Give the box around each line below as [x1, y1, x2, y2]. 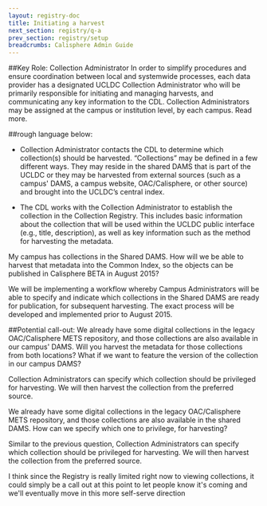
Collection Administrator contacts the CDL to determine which [19, 145, 224, 155]
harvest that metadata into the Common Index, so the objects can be [8, 261, 234, 270]
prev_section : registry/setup [8, 33, 109, 42]
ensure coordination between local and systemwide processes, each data [8, 72, 251, 81]
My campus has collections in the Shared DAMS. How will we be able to [8, 252, 245, 261]
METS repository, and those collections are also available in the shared [8, 415, 241, 425]
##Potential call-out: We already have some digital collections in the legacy [8, 325, 255, 335]
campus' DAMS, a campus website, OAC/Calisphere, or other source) [19, 178, 249, 188]
